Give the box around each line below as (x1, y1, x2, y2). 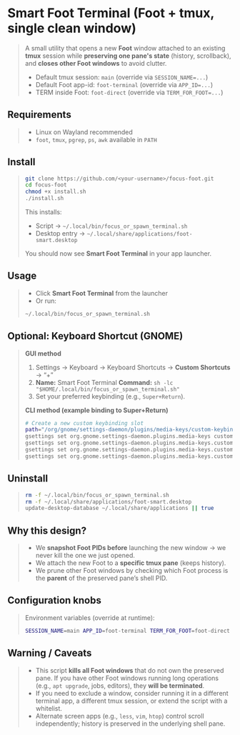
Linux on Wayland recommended (35, 127, 134, 136)
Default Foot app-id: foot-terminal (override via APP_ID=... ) (35, 80, 214, 89)
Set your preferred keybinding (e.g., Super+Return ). (35, 391, 186, 401)
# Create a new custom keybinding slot (24, 419, 144, 426)
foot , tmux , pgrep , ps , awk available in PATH (35, 135, 157, 144)
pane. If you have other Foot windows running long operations (35, 674, 219, 682)
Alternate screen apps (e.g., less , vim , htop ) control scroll (35, 711, 205, 720)
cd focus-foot (24, 181, 67, 189)
